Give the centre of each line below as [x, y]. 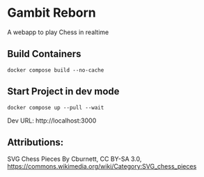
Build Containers [44, 54]
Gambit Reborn [52, 13]
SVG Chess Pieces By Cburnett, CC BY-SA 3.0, [74, 159]
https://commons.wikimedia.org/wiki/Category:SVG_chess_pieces [102, 167]
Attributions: [36, 142]
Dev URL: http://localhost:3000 [52, 121]
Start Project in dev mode [63, 92]
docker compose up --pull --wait [56, 107]
